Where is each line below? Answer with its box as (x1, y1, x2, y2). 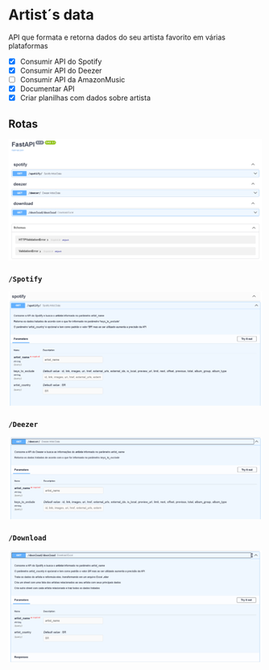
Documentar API (19, 84, 75, 94)
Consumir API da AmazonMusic (19, 75, 126, 85)
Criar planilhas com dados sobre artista (19, 93, 151, 103)
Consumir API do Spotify (19, 57, 102, 66)
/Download (8, 534, 47, 542)
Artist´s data (8, 6, 94, 24)
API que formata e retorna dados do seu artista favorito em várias (8, 32, 226, 42)
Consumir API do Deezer (19, 66, 102, 75)
